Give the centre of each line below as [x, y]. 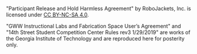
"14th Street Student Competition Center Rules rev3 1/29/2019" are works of [98, 32]
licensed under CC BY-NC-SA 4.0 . [48, 15]
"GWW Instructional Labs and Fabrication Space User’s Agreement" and [94, 26]
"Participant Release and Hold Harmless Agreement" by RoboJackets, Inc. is [98, 9]
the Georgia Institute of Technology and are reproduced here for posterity [96, 38]
